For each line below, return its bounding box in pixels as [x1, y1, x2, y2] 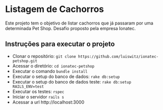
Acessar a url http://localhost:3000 [12, 99, 85, 105]
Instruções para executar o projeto [5, 40, 115, 48]
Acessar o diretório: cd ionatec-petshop [12, 62, 95, 68]
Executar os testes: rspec [12, 88, 65, 94]
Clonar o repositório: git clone [12, 53, 76, 59]
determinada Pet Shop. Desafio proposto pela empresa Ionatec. [5, 25, 136, 31]
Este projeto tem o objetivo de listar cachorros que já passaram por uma [5, 20, 154, 26]
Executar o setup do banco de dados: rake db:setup [12, 73, 120, 79]
